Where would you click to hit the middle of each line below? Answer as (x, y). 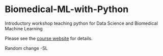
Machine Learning (24, 28)
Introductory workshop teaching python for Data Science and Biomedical (81, 23)
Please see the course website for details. (49, 38)
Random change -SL (26, 48)
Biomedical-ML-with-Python (67, 9)
